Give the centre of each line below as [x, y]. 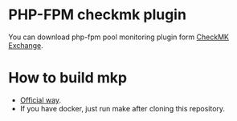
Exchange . [26, 45]
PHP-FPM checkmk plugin [98, 15]
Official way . [41, 100]
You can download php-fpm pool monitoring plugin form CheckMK [118, 37]
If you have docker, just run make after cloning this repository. [123, 108]
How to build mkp [67, 78]
